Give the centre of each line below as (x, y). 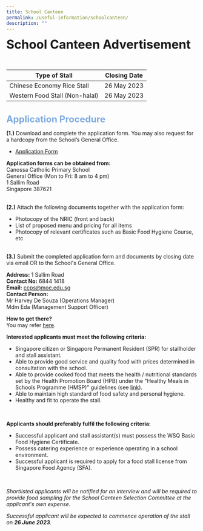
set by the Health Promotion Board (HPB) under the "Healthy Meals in (102, 381)
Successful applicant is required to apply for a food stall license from (101, 461)
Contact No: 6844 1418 (35, 281)
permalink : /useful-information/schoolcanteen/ (68, 18)
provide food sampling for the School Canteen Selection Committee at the (99, 498)
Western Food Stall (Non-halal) (54, 96)
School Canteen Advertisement (98, 45)
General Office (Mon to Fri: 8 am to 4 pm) (58, 176)
